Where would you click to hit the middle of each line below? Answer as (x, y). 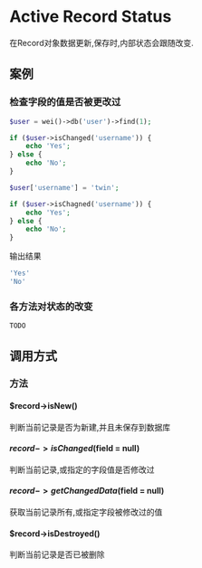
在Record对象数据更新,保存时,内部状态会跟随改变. (102, 43)
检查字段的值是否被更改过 (65, 102)
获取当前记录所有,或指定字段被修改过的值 (86, 512)
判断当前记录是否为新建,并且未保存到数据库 (90, 427)
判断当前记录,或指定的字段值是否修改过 (82, 469)
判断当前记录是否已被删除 (57, 554)
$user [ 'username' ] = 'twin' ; (64, 187)
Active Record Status (91, 17)
